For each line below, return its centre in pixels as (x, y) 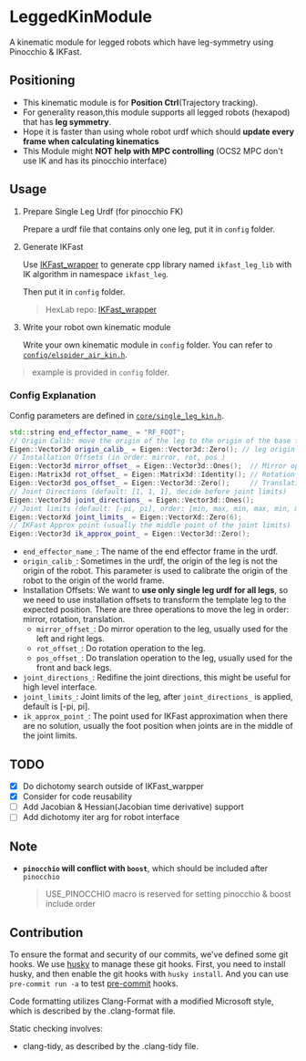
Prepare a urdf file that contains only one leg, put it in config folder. (149, 229)
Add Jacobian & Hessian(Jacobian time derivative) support (133, 807)
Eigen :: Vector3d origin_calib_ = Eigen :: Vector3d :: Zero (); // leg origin (153, 449)
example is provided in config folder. (101, 372)
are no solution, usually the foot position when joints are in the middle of (158, 726)
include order (71, 904)
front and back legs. (74, 668)
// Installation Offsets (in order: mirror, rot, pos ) (117, 458)
